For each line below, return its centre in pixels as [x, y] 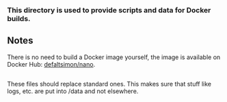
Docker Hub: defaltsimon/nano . [51, 64]
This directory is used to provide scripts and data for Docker [109, 10]
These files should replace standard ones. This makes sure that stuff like [109, 84]
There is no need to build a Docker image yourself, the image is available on [114, 57]
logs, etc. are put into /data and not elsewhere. [73, 91]
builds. [19, 18]
